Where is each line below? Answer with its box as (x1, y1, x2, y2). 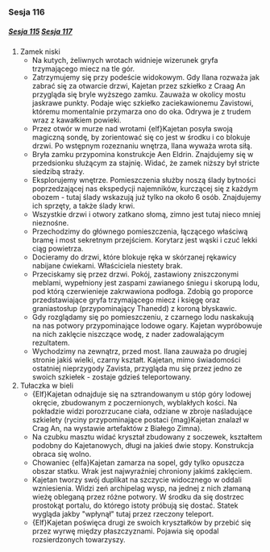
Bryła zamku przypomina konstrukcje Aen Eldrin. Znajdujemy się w (31, 149, 254, 159)
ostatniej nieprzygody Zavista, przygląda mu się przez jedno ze (31, 363, 243, 373)
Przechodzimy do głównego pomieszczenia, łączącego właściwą (31, 226, 248, 236)
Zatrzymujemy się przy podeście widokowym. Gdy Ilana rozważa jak (31, 72, 260, 82)
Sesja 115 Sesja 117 (8, 27, 73, 36)
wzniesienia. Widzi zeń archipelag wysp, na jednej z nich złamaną (31, 483, 251, 493)
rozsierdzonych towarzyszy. (31, 534, 127, 544)
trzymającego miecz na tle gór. (31, 64, 135, 73)
